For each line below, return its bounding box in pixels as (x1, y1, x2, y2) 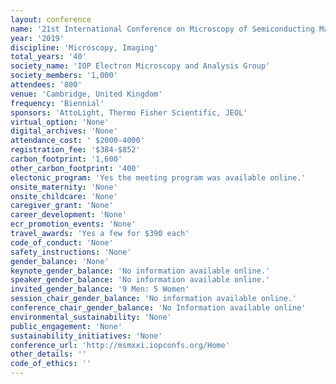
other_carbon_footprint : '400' (10, 163, 141, 173)
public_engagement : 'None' (10, 321, 123, 331)
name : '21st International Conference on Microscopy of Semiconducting (10, 24, 315, 34)
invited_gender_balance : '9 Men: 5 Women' (10, 284, 190, 295)
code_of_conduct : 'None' (10, 237, 114, 248)
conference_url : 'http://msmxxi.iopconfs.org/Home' (10, 340, 230, 350)
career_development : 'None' (10, 210, 128, 220)
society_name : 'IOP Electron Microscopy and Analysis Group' (10, 61, 271, 71)
